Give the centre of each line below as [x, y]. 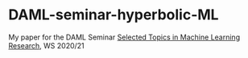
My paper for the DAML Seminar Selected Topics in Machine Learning [124, 37]
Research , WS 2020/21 [46, 45]
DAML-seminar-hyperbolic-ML [114, 15]
